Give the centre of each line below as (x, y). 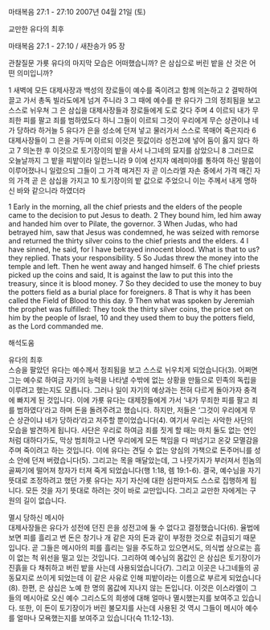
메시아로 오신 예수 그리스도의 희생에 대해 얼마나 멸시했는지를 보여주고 (131, 598)
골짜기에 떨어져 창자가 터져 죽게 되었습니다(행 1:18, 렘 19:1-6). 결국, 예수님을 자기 (135, 470)
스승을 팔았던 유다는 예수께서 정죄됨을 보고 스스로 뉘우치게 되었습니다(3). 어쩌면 (133, 370)
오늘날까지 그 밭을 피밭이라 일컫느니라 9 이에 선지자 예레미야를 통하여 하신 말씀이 (135, 160)
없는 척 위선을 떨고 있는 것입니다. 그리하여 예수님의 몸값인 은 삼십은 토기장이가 (139, 558)
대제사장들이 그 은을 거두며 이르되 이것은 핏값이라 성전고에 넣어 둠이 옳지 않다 (129, 140)
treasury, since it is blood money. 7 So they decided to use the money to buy (135, 283)
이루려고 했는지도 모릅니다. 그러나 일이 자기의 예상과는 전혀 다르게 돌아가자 (125, 390)
